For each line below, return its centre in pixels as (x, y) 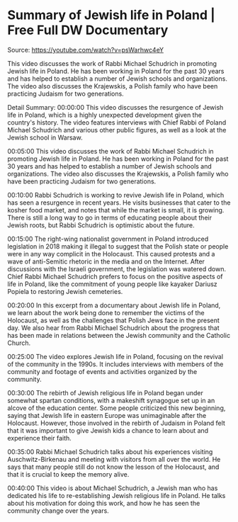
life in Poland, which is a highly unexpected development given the (104, 115)
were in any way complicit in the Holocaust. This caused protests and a (111, 254)
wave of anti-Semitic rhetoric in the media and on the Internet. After (106, 261)
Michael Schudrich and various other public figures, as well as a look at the (117, 130)
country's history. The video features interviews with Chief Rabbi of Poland (117, 122)
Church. (19, 343)
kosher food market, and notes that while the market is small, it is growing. (116, 210)
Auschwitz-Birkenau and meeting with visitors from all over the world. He (114, 459)
